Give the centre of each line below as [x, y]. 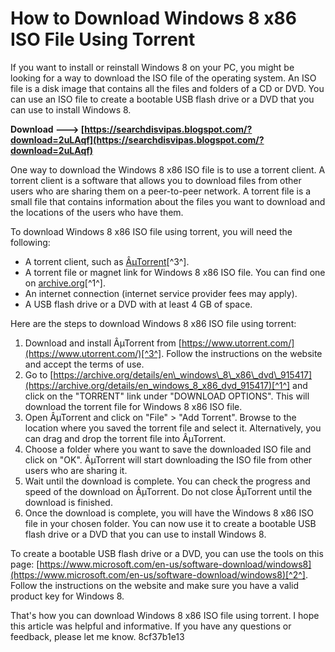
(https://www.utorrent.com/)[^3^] [93, 353]
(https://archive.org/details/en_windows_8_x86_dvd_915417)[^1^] [157, 385]
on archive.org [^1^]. [65, 283]
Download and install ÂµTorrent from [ [103, 343]
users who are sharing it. [76, 470]
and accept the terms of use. [84, 364]
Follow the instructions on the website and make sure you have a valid [155, 585]
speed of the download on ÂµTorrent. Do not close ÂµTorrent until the [168, 491]
